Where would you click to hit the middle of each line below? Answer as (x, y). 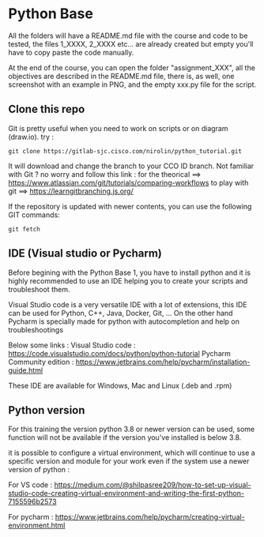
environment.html (37, 525)
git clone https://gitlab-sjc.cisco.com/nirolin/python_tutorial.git (125, 151)
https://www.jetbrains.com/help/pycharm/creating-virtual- (150, 517)
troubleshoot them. (39, 289)
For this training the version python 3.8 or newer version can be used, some (132, 429)
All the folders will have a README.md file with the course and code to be (128, 36)
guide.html (26, 370)
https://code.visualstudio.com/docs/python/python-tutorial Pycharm (119, 353)
